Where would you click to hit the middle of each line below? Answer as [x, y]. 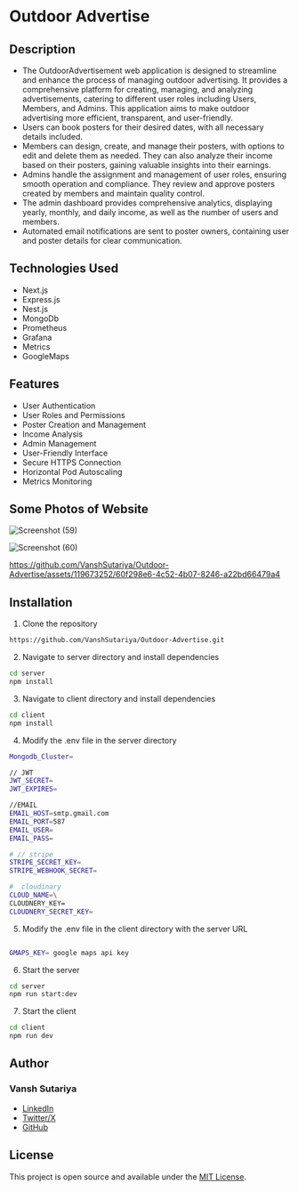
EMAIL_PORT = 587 [37, 821]
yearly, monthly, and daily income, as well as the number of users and [150, 212]
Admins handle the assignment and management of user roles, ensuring [154, 174]
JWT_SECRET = [31, 781]
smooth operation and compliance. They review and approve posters [149, 184]
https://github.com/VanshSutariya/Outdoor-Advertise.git [117, 640]
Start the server [51, 970]
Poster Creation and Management [84, 424]
